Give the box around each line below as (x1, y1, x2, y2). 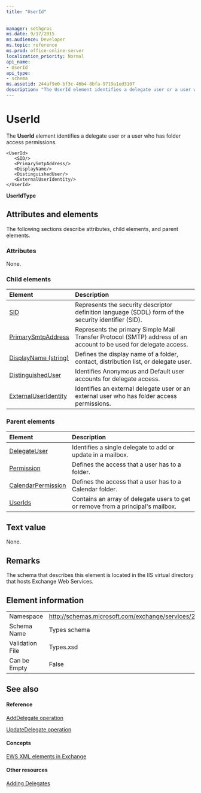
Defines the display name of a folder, (74, 350, 178, 358)
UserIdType (6, 192, 36, 199)
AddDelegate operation (6, 714, 64, 721)
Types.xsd (48, 643, 78, 651)
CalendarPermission (9, 481, 66, 490)
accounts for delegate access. (74, 375, 160, 383)
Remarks (6, 555, 41, 566)
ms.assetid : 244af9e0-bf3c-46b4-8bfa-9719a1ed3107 (6, 81, 135, 87)
